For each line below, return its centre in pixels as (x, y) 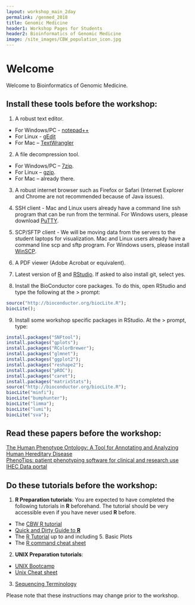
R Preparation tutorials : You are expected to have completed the (95, 500)
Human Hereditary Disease (39, 454)
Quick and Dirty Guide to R (47, 530)
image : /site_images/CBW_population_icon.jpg (64, 39)
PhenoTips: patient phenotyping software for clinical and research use (92, 460)
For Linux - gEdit (35, 136)
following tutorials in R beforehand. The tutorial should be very (92, 506)
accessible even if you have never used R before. (75, 513)
